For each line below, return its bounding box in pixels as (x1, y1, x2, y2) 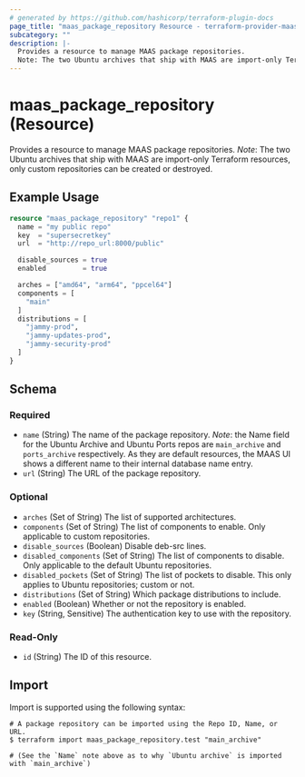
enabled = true (17, 264, 107, 274)
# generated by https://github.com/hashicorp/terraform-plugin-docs (9, 13, 274, 23)
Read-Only (9, 631, 59, 643)
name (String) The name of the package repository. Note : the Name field (22, 429, 290, 441)
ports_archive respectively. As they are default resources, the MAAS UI (22, 449, 291, 460)
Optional (9, 491, 48, 503)
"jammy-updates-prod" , (25, 331, 112, 341)
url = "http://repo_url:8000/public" (17, 239, 165, 248)
